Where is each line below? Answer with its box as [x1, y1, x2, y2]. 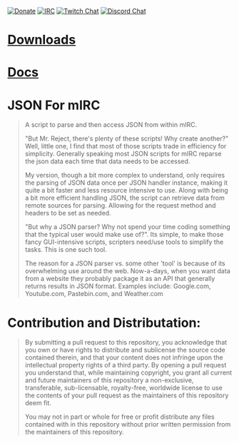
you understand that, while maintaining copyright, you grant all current [24, 368, 233, 377]
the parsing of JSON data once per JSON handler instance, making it [24, 178, 228, 187]
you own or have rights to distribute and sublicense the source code [24, 346, 226, 355]
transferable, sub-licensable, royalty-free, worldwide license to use [24, 384, 223, 392]
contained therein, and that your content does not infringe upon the [24, 353, 223, 362]
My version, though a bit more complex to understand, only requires [24, 171, 225, 180]
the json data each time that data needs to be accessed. [24, 157, 190, 166]
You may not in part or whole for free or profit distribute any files [24, 412, 215, 421]
